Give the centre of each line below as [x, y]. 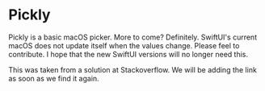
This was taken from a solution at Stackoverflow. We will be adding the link [132, 69]
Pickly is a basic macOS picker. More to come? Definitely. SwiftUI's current [132, 37]
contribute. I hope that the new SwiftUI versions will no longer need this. [128, 54]
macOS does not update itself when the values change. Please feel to [124, 45]
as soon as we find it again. [54, 78]
